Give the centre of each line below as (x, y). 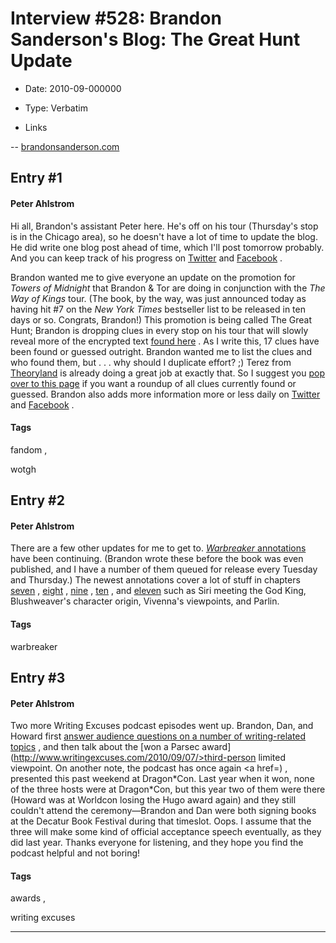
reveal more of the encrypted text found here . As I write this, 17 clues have (165, 341)
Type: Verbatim (56, 108)
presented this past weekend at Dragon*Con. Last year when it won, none (162, 779)
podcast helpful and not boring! (75, 853)
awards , (28, 898)
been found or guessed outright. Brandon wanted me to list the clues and (161, 351)
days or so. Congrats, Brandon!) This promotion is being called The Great (161, 319)
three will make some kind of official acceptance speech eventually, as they (166, 832)
